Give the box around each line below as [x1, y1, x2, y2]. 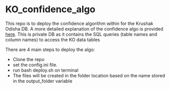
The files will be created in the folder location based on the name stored [12, 72, 165, 78]
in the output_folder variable [12, 78, 73, 84]
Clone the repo [12, 56, 45, 62]
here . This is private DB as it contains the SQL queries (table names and [5, 31, 158, 37]
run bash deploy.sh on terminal [12, 67, 79, 73]
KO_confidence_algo [5, 4, 96, 15]
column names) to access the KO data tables [5, 37, 100, 43]
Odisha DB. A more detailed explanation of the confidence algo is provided [5, 25, 163, 32]
